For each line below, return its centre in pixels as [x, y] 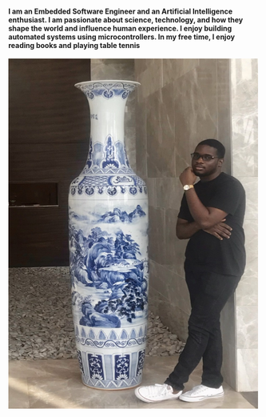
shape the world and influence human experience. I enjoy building [120, 28]
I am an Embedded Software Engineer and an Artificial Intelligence [121, 11]
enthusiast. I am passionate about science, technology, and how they [126, 19]
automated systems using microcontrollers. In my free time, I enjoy [122, 37]
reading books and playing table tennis [74, 45]
